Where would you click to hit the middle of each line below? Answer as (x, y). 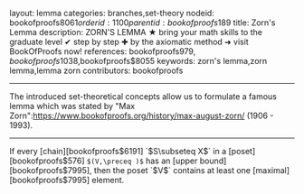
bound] (213, 161)
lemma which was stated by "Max (72, 106)
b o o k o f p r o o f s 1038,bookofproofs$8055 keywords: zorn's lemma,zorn (138, 61)
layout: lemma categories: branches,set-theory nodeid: (112, 13)
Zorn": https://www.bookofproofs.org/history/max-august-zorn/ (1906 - (142, 115)
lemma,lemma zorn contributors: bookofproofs (96, 70)
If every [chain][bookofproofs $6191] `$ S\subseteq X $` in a (118, 151)
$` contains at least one (207, 170)
